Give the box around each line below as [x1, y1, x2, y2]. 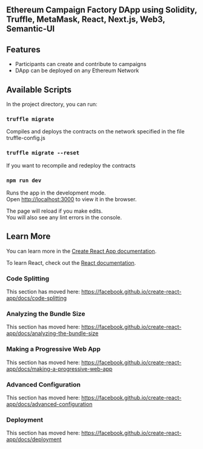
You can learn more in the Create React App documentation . [6, 247, 157, 254]
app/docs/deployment [6, 436, 62, 443]
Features [6, 44, 41, 55]
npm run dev [6, 177, 42, 184]
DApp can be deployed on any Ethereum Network [15, 67, 139, 75]
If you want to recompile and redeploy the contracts [6, 162, 136, 169]
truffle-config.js [6, 135, 45, 142]
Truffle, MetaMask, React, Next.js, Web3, [6, 15, 165, 25]
